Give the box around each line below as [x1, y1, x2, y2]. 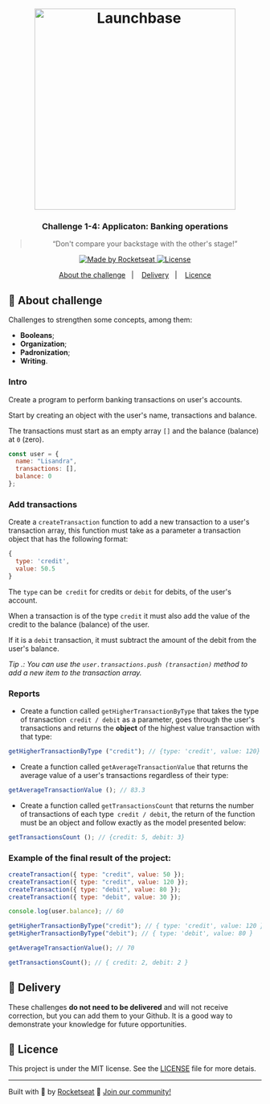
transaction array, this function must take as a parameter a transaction [8, 525, 241, 535]
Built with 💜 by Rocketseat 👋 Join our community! [8, 1087, 171, 1097]
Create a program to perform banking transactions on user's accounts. [8, 394, 243, 404]
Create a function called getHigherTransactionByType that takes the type [19, 706, 260, 716]
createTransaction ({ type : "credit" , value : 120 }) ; [8, 878, 189, 886]
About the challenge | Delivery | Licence [59, 270, 211, 280]
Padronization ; [19, 348, 71, 357]
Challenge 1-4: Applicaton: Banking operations [41, 221, 229, 233]
